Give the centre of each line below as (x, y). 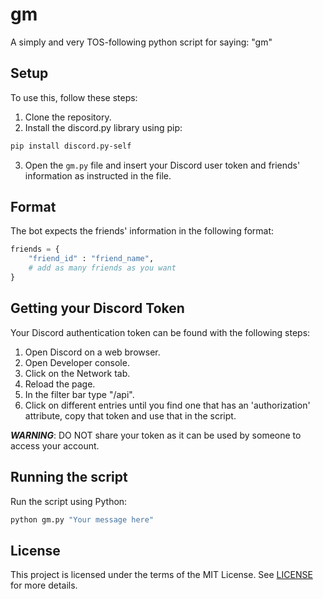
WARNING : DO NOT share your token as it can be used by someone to (156, 435)
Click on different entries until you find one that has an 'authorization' (167, 405)
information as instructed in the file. (98, 175)
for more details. (44, 585)
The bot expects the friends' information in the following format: (142, 231)
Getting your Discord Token (97, 308)
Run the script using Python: (69, 501)
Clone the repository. (68, 117)
